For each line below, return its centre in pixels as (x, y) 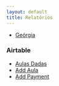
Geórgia (25, 35)
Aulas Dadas (31, 64)
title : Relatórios (29, 18)
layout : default (27, 12)
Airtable (19, 50)
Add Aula (26, 70)
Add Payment (32, 76)
